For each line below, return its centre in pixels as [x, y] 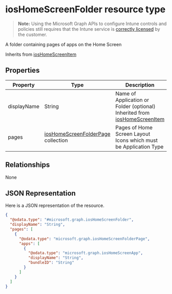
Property [24, 85]
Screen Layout [133, 134]
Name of [126, 93]
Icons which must [136, 140]
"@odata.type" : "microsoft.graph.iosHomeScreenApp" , [85, 253]
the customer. [33, 34]
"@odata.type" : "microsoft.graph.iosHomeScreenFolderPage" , [84, 239]
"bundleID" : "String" [51, 263]
